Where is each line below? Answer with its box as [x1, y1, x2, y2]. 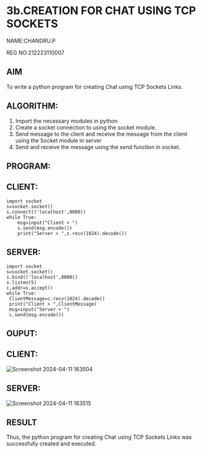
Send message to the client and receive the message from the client [15, 130, 188, 137]
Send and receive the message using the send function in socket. [15, 143, 181, 150]
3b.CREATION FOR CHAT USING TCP [6, 4, 196, 18]
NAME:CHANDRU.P [6, 37, 56, 44]
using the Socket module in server [15, 136, 102, 144]
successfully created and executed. [6, 440, 97, 447]
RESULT [6, 417, 37, 427]
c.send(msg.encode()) [9, 311, 64, 318]
